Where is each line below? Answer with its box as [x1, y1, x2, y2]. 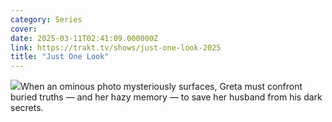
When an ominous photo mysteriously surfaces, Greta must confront [20, 81, 303, 93]
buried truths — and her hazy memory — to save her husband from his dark [10, 91, 323, 103]
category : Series [10, 14, 83, 25]
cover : [10, 24, 38, 34]
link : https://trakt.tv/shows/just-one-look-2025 [10, 42, 222, 53]
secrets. [10, 102, 44, 114]
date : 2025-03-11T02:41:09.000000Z [10, 33, 159, 43]
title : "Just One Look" [10, 52, 110, 62]
